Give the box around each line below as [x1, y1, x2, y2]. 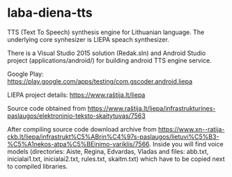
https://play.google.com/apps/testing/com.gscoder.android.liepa [7, 77, 193, 85]
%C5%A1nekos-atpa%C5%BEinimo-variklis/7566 [7, 139, 150, 148]
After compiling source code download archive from [7, 125, 157, 133]
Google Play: [7, 70, 44, 78]
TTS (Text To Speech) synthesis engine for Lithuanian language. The [7, 28, 205, 36]
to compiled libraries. [7, 162, 68, 170]
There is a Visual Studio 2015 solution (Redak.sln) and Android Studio [7, 49, 206, 57]
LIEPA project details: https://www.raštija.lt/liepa [7, 91, 146, 99]
